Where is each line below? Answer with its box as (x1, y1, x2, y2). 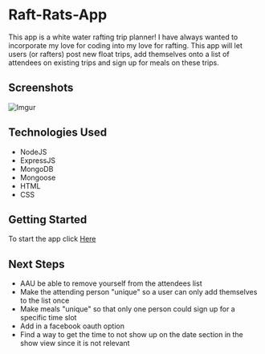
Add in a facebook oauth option (19, 321, 124, 331)
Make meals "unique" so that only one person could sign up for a (19, 304, 235, 314)
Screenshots (8, 81, 74, 95)
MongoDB (19, 164, 54, 173)
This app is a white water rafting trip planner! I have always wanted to (8, 32, 238, 42)
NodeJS (19, 147, 47, 157)
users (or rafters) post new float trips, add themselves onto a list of (8, 49, 230, 59)
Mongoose (19, 173, 56, 182)
